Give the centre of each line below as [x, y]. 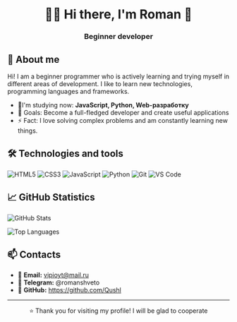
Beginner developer [119, 37]
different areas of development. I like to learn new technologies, [100, 83]
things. [28, 131]
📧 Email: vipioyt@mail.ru [53, 275]
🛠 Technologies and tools [65, 154]
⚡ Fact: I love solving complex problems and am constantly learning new [122, 120]
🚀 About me [34, 59]
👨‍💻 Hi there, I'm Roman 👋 [119, 14]
